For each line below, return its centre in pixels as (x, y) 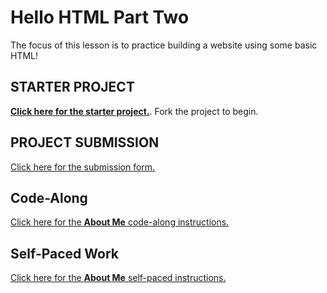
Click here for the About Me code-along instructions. (120, 222)
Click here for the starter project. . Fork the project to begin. (134, 111)
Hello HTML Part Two (100, 17)
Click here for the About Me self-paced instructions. (118, 278)
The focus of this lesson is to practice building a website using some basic (164, 45)
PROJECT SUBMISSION (85, 142)
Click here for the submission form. (83, 167)
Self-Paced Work (64, 253)
